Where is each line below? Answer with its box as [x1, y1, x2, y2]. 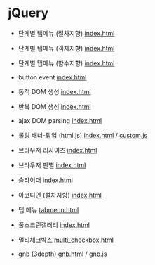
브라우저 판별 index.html [18, 160, 86, 169]
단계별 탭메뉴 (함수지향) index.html [18, 58, 115, 67]
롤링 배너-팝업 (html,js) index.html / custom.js [18, 131, 148, 139]
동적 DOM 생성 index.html [18, 87, 91, 96]
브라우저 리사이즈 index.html [18, 146, 97, 154]
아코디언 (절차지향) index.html [18, 190, 102, 199]
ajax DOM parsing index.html [18, 116, 102, 124]
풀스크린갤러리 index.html [18, 220, 90, 229]
